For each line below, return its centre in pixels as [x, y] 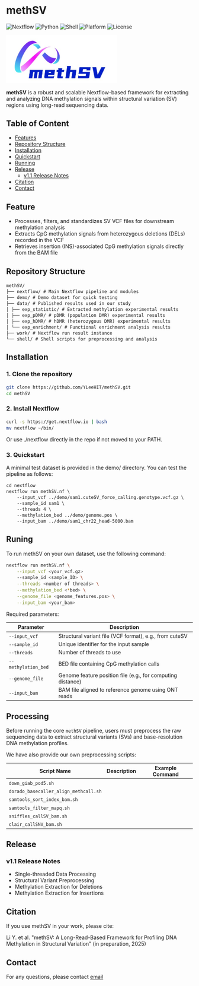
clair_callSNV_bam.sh [35, 825]
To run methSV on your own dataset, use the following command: [86, 554]
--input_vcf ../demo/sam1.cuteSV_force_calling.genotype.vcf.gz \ [100, 497]
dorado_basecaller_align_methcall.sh [55, 792]
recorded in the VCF [39, 240]
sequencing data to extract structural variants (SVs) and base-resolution [94, 737]
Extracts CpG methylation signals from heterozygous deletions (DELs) [100, 234]
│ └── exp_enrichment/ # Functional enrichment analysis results [88, 327]
